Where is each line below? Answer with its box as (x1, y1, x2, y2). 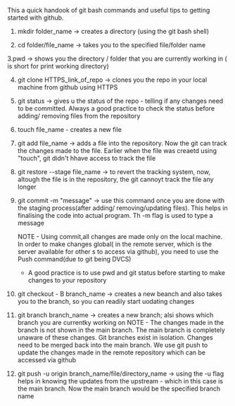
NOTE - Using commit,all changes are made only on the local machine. (17, 233, 223, 240)
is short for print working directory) (7, 62, 109, 70)
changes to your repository (27, 276, 107, 284)
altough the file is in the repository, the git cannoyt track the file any (17, 176, 214, 183)
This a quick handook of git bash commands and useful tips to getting (7, 6, 210, 14)
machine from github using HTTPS (17, 83, 118, 91)
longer (17, 183, 37, 191)
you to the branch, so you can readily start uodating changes (17, 297, 195, 305)
